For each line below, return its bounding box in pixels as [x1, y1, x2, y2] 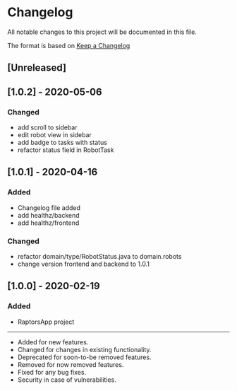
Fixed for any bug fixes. [17, 368, 87, 376]
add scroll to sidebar [17, 123, 78, 132]
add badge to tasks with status [17, 139, 108, 147]
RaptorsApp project [17, 317, 75, 326]
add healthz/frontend [17, 218, 80, 227]
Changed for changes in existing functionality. [17, 345, 152, 354]
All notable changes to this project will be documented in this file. [7, 28, 197, 36]
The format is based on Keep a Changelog [7, 41, 130, 49]
